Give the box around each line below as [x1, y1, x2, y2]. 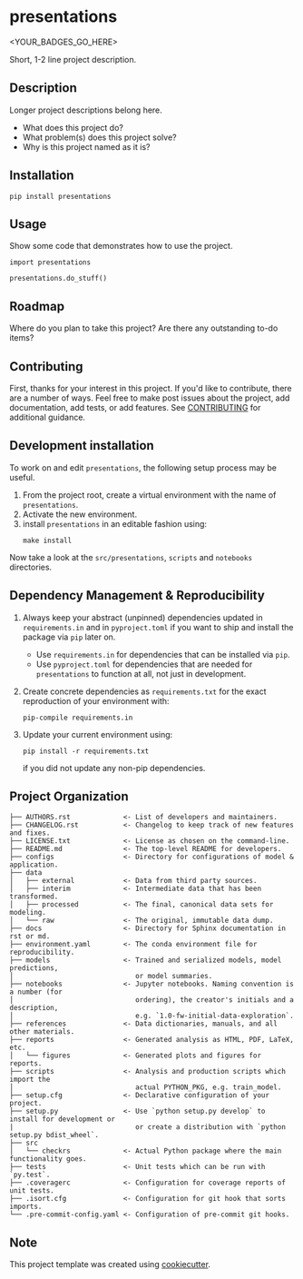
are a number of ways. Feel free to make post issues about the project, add [9, 392, 290, 403]
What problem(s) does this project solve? [22, 132, 177, 143]
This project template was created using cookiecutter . [9, 1259, 211, 1270]
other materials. [9, 1027, 75, 1036]
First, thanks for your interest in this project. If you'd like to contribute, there [9, 383, 292, 393]
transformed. [9, 892, 59, 901]
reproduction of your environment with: [22, 695, 170, 706]
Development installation [9, 438, 154, 453]
